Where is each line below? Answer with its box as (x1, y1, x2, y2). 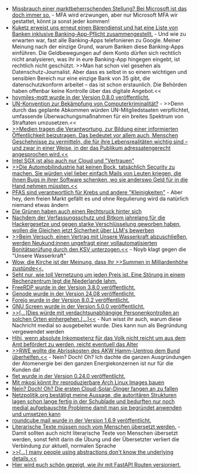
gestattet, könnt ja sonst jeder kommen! (11, 18, 110, 24)
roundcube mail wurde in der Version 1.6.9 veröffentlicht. (11, 417, 152, 424)
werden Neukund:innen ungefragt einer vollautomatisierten (11, 240, 158, 246)
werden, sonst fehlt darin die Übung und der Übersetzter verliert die (11, 436, 180, 443)
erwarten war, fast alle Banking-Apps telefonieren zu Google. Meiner (11, 37, 181, 44)
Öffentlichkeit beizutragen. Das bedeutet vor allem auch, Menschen (11, 132, 178, 139)
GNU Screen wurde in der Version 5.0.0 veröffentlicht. (11, 303, 145, 309)
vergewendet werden (11, 328, 64, 335)
